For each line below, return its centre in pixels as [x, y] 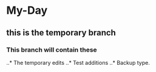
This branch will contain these [52, 50]
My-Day [27, 10]
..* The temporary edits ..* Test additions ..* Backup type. [78, 62]
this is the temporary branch [61, 33]
